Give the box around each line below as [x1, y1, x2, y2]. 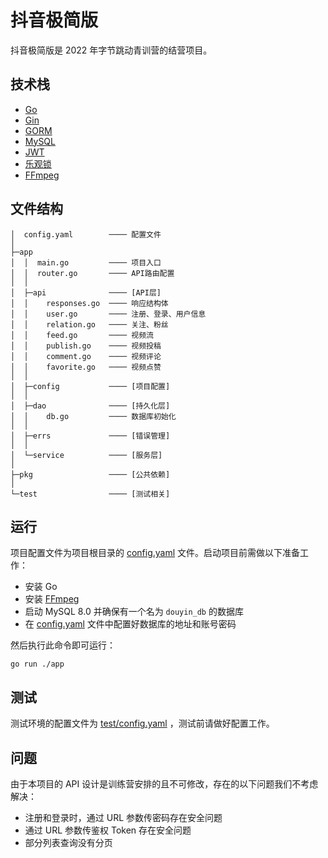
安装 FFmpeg [24, 593, 80, 605]
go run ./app [10, 659, 65, 670]
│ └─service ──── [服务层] [10, 450, 163, 460]
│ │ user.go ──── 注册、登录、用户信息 [10, 309, 207, 319]
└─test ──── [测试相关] [10, 489, 171, 499]
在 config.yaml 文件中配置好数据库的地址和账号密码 [24, 618, 237, 630]
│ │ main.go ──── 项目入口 [10, 257, 162, 268]
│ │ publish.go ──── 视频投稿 [10, 341, 162, 351]
